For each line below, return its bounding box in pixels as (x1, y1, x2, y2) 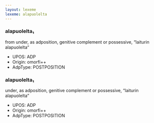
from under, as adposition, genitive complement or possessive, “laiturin (5, 39, 150, 45)
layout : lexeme (5, 7, 36, 12)
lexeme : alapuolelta (5, 12, 48, 17)
